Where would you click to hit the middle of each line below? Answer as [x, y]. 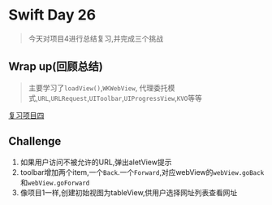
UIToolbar [106, 98]
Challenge [35, 141]
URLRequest [69, 98]
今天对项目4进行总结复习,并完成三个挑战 [96, 38]
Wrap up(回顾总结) [56, 67]
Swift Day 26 [52, 15]
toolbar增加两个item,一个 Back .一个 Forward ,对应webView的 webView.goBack [142, 172]
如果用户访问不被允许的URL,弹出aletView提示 [96, 162]
